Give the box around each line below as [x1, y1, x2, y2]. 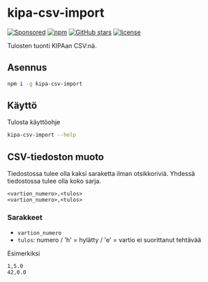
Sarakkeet [7, 213, 43, 223]
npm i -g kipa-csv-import [7, 80, 82, 87]
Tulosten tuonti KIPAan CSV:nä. [7, 41, 97, 50]
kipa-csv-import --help [7, 131, 77, 139]
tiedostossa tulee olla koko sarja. [7, 177, 101, 186]
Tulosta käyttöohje [7, 118, 61, 126]
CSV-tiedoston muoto [7, 151, 105, 163]
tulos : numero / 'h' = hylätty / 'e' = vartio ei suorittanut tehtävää [17, 236, 202, 244]
